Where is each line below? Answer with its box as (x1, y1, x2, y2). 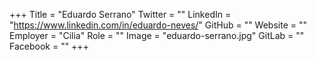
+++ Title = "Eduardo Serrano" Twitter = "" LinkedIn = (9, 9, 232, 20)
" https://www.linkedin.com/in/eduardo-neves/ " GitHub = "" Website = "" (9, 19, 307, 31)
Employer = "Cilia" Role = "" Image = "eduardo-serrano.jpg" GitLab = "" (9, 30, 305, 41)
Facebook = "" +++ (9, 40, 89, 52)
